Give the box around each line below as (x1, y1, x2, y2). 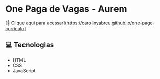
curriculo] (5, 25, 26, 31)
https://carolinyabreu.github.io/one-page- (66, 20, 155, 26)
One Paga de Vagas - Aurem (5, 3, 127, 15)
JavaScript (12, 67, 36, 74)
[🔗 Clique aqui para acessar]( (5, 20, 67, 26)
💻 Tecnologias (5, 41, 54, 49)
